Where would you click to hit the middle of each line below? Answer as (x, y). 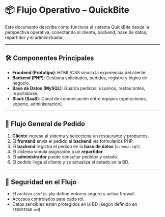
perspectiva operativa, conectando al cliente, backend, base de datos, (76, 32)
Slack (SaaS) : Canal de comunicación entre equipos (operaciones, (80, 98)
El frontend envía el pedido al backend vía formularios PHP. (73, 141)
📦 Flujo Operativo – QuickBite (67, 10)
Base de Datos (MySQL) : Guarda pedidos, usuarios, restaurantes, (79, 88)
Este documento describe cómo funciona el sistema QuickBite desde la (77, 27)
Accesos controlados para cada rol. (48, 199)
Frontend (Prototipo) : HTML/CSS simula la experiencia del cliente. (80, 72)
